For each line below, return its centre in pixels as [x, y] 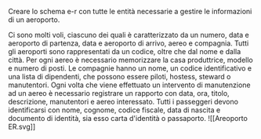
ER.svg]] [22, 126]
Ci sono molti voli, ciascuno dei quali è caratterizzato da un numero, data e [129, 35]
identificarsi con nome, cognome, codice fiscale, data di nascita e [114, 110]
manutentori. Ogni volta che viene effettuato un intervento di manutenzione [129, 85]
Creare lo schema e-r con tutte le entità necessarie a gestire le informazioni [130, 11]
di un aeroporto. [34, 20]
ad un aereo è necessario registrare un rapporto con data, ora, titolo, [119, 93]
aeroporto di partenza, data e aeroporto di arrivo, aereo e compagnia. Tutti [129, 43]
